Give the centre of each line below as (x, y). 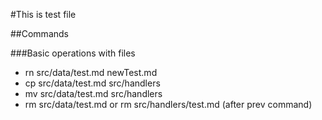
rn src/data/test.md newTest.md (91, 72)
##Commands (39, 33)
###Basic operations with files (73, 53)
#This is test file (43, 14)
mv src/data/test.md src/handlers (93, 93)
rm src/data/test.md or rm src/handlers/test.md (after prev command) (168, 104)
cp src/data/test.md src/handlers (92, 83)
